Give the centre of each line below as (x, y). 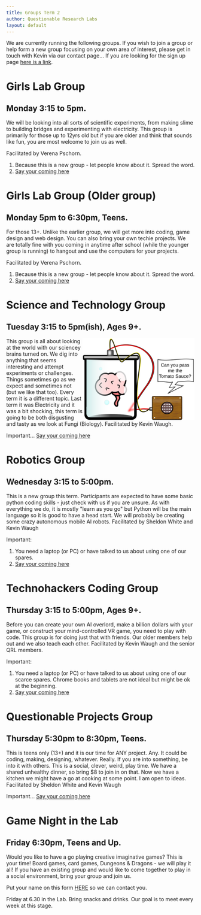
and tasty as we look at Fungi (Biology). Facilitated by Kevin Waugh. (90, 424)
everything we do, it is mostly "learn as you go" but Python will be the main (99, 509)
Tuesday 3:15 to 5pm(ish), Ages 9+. (74, 327)
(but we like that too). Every (40, 392)
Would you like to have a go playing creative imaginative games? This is (95, 857)
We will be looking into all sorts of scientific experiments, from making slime (100, 123)
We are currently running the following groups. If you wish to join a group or (100, 43)
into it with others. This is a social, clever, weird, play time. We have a (92, 766)
